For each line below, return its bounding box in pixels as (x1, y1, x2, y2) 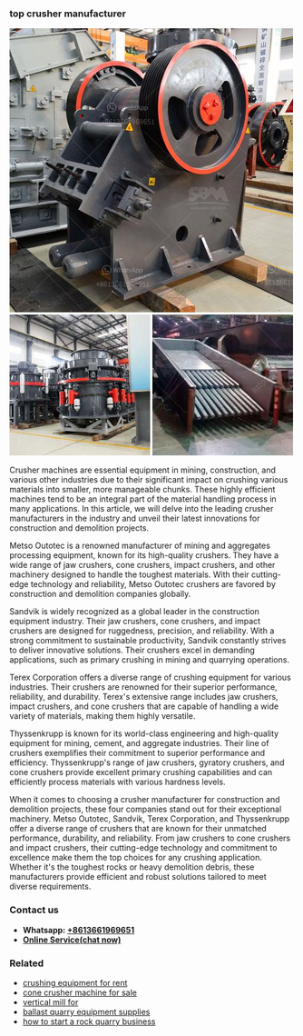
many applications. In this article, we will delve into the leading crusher (9, 503, 274, 514)
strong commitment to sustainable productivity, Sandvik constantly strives (9, 635, 287, 646)
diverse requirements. (9, 881, 92, 892)
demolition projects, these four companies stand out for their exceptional (9, 803, 282, 815)
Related (9, 957, 44, 970)
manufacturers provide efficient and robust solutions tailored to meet (9, 872, 268, 882)
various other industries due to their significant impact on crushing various (9, 474, 288, 485)
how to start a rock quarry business (22, 1016, 156, 1027)
